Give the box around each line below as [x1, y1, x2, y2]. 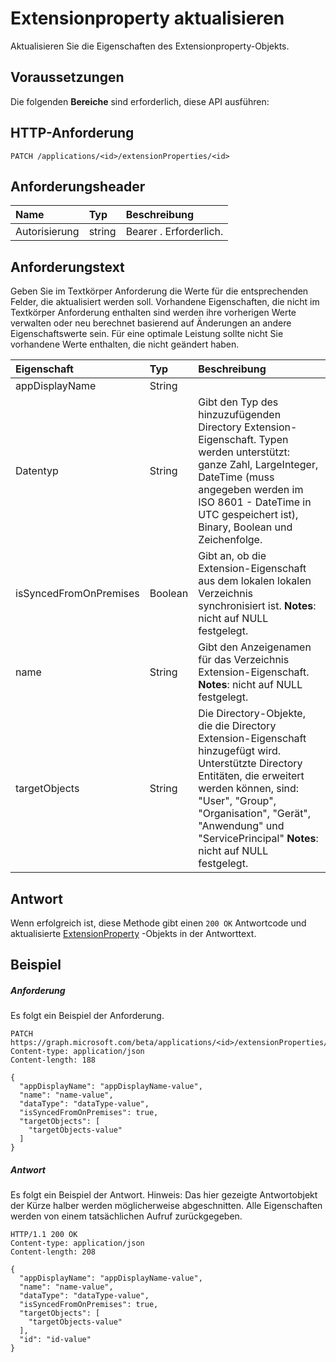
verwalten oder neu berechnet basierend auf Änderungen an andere [10, 317, 292, 329]
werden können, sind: [198, 782, 300, 796]
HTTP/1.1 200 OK [10, 1230, 78, 1240]
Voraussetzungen [10, 69, 125, 86]
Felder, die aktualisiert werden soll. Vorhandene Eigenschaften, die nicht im [10, 296, 320, 308]
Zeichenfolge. [198, 533, 263, 547]
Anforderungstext [10, 258, 125, 276]
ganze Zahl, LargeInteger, [198, 458, 319, 472]
